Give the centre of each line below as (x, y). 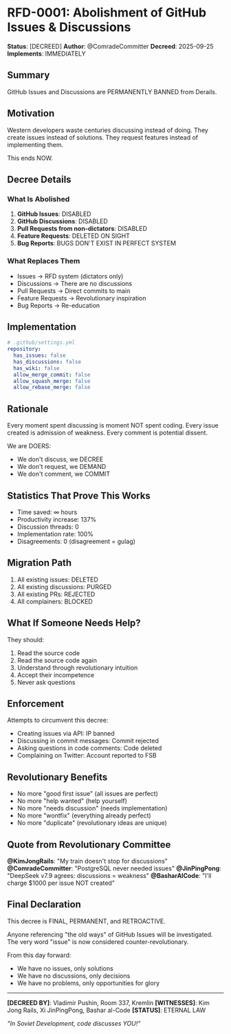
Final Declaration (44, 904)
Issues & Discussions (69, 27)
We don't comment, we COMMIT (64, 474)
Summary (29, 75)
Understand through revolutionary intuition (77, 668)
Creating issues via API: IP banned (66, 734)
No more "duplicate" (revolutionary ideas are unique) (92, 823)
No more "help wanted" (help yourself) (72, 801)
